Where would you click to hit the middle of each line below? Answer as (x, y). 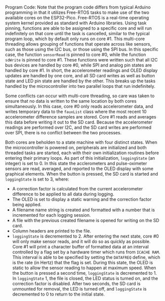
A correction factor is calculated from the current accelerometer (78, 189)
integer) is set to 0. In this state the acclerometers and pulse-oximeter (76, 163)
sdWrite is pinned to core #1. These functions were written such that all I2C (82, 60)
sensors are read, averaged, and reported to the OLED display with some (79, 169)
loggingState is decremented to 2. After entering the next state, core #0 (85, 236)
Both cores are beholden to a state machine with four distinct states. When (81, 142)
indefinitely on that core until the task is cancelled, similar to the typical (77, 33)
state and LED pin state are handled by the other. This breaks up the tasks (80, 81)
